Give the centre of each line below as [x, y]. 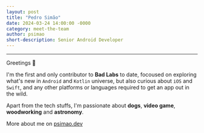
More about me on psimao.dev [45, 124]
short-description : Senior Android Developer [65, 40]
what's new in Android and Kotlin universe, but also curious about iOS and [100, 81]
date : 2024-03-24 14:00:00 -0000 [49, 23]
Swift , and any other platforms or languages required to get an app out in [98, 87]
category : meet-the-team [38, 29]
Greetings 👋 [21, 63]
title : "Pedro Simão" [34, 18]
